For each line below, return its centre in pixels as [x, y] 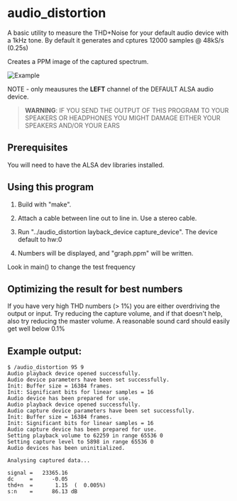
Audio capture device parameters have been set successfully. [101, 411]
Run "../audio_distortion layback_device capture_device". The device [117, 231]
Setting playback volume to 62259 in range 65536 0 [85, 436]
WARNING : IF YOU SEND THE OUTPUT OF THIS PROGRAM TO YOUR [127, 110]
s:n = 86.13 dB [43, 492]
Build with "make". [44, 204]
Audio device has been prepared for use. [70, 399]
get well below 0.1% [36, 329]
